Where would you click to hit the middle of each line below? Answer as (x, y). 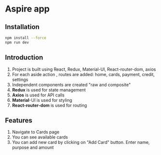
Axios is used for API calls (38, 95)
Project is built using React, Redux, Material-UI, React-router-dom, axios (84, 69)
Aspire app (27, 9)
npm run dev (17, 42)
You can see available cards (40, 137)
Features (19, 120)
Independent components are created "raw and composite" (71, 85)
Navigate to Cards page (36, 132)
